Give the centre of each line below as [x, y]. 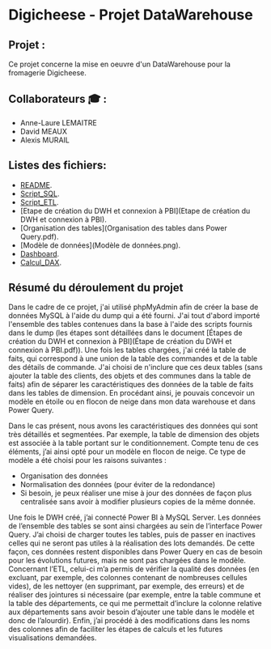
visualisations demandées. [53, 638]
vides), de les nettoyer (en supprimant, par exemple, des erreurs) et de [127, 586]
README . [36, 185]
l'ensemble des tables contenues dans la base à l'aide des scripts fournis [131, 324]
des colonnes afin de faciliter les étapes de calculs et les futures [116, 630]
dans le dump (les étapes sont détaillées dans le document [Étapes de [125, 333]
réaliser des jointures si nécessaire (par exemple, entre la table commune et [135, 595]
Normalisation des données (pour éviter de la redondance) [118, 485]
